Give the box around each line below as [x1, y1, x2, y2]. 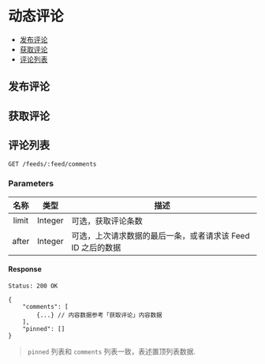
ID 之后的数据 [71, 242, 121, 253]
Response [8, 265, 42, 274]
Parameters [8, 178, 54, 190]
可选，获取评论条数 [71, 215, 144, 226]
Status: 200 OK [8, 282, 58, 291]
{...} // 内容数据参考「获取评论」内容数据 [36, 311, 162, 320]
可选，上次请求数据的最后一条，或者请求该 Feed [71, 230, 250, 241]
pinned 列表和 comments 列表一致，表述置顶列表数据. [27, 347, 196, 356]
